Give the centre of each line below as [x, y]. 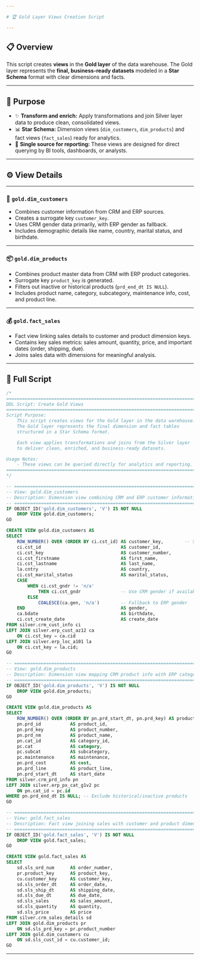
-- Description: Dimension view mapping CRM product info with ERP [92, 675]
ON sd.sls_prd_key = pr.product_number [66, 929]
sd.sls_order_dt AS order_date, [62, 884]
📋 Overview [30, 47]
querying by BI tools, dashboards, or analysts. [71, 150]
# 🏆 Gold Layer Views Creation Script [55, 17]
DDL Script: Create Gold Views [45, 404]
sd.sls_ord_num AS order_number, [65, 868]
